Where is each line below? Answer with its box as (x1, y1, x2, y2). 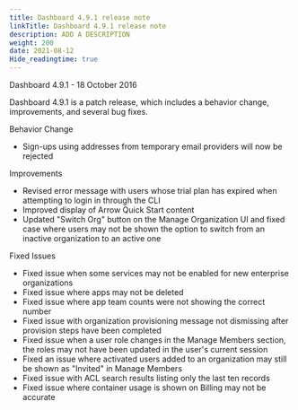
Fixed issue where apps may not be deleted (22, 287, 184, 297)
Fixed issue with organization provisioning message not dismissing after (22, 316, 289, 326)
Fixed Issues (9, 250, 57, 261)
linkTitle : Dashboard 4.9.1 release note (9, 22, 167, 31)
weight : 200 (9, 38, 54, 48)
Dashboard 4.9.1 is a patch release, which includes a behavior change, (9, 97, 269, 108)
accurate (22, 392, 56, 402)
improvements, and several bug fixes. (9, 107, 148, 117)
